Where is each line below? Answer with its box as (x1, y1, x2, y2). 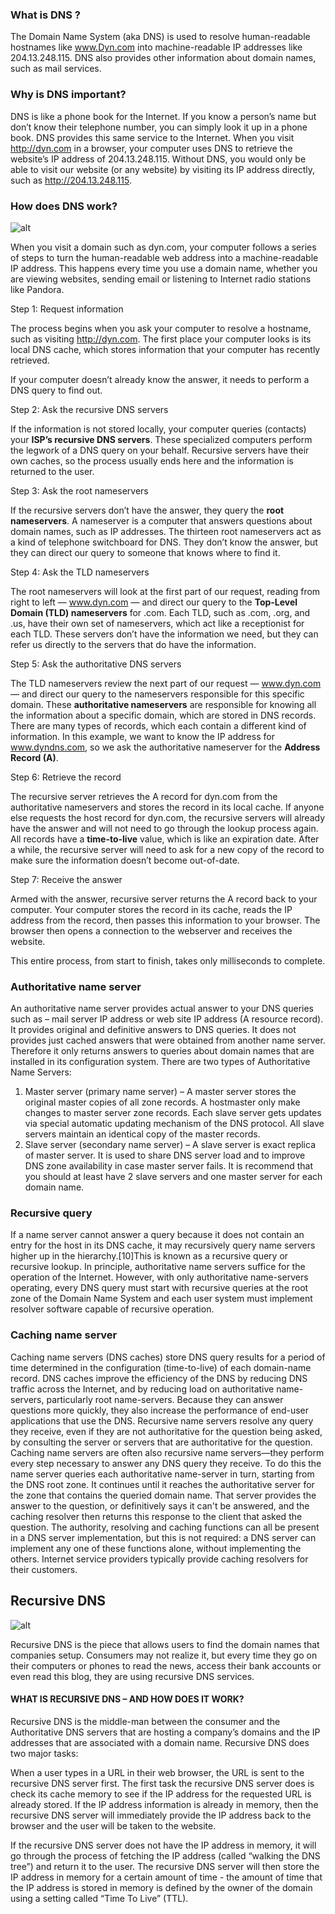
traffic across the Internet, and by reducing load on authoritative (10, 1383, 275, 1395)
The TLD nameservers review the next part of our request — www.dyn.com (10, 677, 322, 689)
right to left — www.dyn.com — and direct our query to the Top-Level (10, 596, 298, 608)
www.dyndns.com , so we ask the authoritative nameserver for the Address (10, 741, 321, 753)
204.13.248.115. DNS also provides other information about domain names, (10, 52, 317, 64)
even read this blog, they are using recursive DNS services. (10, 1670, 255, 1682)
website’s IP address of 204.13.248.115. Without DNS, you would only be (10, 153, 307, 165)
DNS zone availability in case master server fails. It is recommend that (24, 1160, 313, 1172)
